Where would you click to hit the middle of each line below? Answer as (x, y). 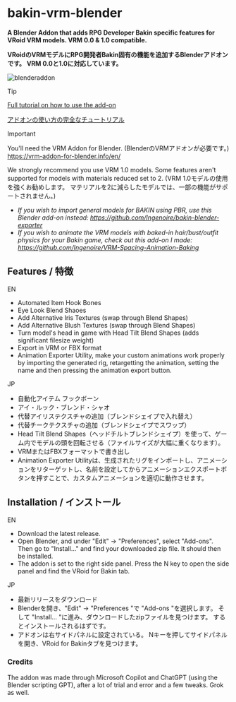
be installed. (35, 556)
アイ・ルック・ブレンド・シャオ (64, 407)
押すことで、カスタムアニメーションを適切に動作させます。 (122, 477)
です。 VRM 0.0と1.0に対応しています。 (65, 63)
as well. (18, 692)
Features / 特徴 (41, 272)
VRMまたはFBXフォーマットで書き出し (74, 451)
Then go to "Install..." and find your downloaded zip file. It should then (119, 548)
